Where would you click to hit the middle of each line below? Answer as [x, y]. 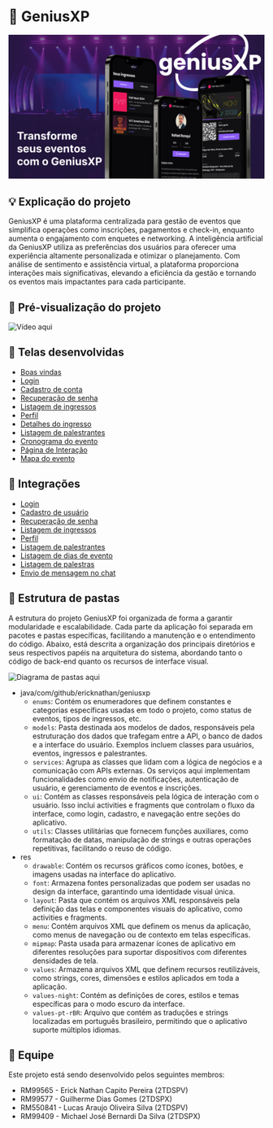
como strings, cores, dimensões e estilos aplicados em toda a [136, 978]
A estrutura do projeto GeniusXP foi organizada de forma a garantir [121, 618]
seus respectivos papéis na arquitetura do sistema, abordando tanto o [126, 652]
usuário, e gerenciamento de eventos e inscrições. [117, 787]
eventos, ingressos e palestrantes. [90, 753]
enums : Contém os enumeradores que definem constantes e [132, 701]
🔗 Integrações [44, 484]
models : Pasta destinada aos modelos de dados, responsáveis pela [143, 727]
